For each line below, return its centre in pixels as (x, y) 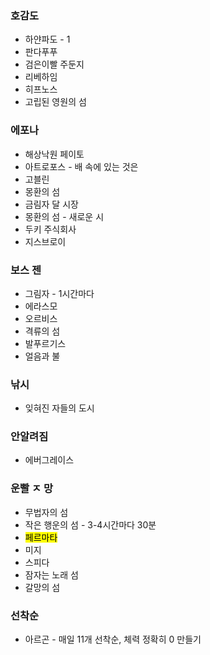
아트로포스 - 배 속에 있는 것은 (81, 166)
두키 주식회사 (50, 229)
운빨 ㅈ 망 (31, 489)
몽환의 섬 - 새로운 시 (64, 216)
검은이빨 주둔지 (54, 64)
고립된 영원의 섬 (55, 102)
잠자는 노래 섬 (51, 574)
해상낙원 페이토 (54, 154)
